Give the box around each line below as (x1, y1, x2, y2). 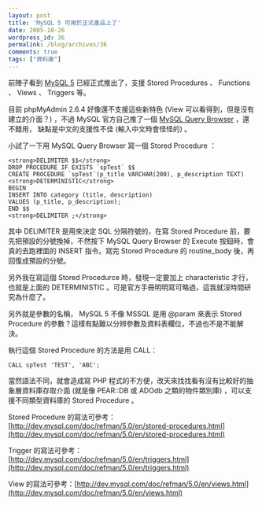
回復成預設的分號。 (8, 256, 71, 265)
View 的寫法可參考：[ (8, 479, 77, 488)
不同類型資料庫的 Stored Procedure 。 (14, 395, 138, 405)
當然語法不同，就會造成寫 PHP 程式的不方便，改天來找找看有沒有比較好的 (8, 375, 247, 385)
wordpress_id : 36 (8, 33, 65, 42)
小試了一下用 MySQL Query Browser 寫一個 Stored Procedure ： (8, 141, 217, 150)
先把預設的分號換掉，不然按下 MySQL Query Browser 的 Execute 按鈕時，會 (8, 236, 254, 245)
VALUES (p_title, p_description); (8, 197, 122, 205)
